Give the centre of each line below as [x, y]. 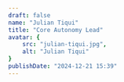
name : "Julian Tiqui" [44, 23]
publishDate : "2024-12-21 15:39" [63, 66]
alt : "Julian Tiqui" [56, 52]
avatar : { [24, 37]
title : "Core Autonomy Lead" [56, 30]
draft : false [29, 15]
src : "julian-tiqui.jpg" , [65, 45]
